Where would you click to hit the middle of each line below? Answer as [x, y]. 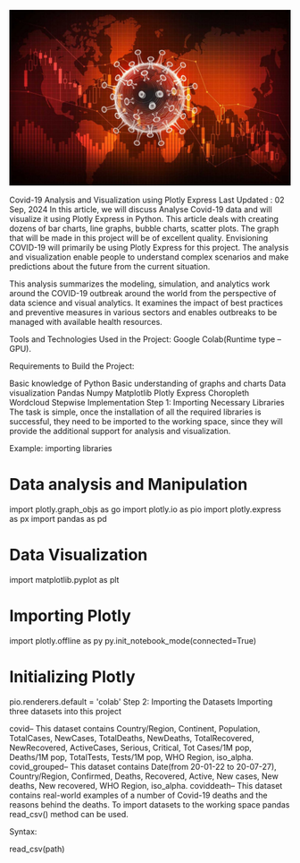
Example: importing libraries [61, 449]
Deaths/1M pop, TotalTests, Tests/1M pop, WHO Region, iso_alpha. [132, 756]
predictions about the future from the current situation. [110, 267]
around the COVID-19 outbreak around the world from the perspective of [143, 294]
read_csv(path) [37, 849]
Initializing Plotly [72, 677]
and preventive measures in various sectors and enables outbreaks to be [143, 312]
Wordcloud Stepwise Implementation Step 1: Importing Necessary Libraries [147, 403]
